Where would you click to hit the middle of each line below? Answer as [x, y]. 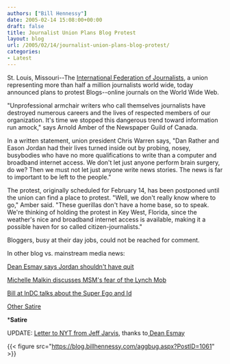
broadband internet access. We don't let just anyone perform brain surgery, [114, 162]
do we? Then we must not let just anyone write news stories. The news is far [115, 169]
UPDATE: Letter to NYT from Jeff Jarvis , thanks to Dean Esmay [96, 332]
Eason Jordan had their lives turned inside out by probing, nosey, [99, 147]
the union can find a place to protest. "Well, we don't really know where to [112, 197]
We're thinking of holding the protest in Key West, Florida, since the [102, 212]
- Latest [20, 58]
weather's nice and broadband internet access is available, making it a [106, 219]
